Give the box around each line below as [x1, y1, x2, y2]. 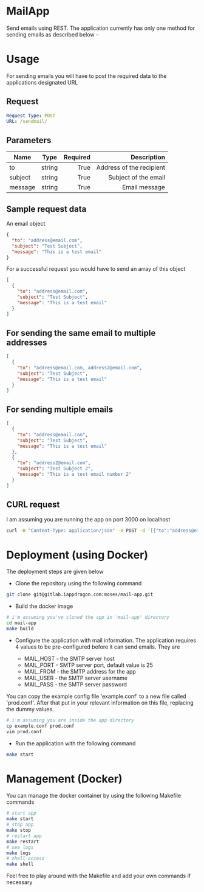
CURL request [6, 500, 60, 510]
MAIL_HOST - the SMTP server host [24, 655, 115, 662]
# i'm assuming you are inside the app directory [6, 717, 135, 723]
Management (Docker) [6, 772, 123, 786]
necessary [6, 879, 33, 886]
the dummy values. [6, 705, 54, 713]
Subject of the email [108, 173, 166, 182]
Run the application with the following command [15, 739, 136, 747]
